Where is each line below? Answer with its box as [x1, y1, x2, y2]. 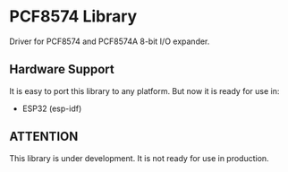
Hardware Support [9, 62, 114, 77]
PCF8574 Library [9, 6, 138, 27]
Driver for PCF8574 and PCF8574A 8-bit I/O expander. [9, 36, 210, 47]
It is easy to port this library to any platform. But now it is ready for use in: [9, 85, 280, 96]
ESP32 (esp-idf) [21, 103, 82, 114]
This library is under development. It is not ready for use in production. [9, 152, 270, 163]
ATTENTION [9, 129, 79, 144]
